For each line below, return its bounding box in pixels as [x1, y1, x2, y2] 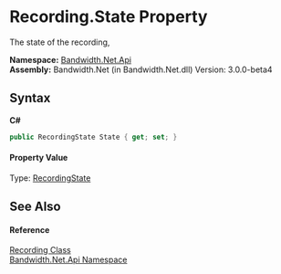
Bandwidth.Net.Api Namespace [9, 254, 128, 266]
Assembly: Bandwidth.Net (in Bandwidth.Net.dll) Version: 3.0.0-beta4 [9, 64, 273, 75]
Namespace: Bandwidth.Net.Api [9, 54, 132, 65]
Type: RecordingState [9, 172, 91, 184]
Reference [9, 224, 50, 235]
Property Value [9, 153, 68, 163]
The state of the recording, [9, 37, 110, 47]
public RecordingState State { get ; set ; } [9, 132, 178, 142]
